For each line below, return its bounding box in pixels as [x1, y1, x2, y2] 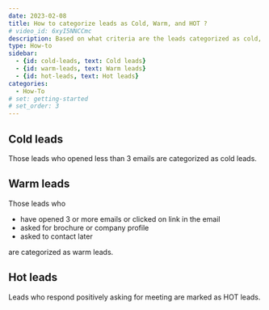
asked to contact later [19, 231, 93, 241]
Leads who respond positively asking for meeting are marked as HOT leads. [8, 292, 261, 302]
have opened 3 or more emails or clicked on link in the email [19, 214, 221, 223]
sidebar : [8, 49, 38, 57]
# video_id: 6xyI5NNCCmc [8, 27, 92, 35]
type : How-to [8, 42, 53, 50]
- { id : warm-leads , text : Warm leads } [15, 65, 147, 73]
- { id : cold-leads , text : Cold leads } [15, 57, 147, 66]
